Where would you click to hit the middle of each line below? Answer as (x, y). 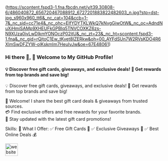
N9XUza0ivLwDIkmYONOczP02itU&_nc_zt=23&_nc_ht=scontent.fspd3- (79, 34)
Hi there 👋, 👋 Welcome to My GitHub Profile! (59, 57)
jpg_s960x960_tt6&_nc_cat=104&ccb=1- (47, 18)
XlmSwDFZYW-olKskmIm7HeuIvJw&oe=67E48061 (57, 44)
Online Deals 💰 (21, 135)
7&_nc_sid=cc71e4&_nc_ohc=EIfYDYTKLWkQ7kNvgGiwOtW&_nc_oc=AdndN (84, 23)
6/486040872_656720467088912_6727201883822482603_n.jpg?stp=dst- (82, 12)
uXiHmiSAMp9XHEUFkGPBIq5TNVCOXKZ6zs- (53, 28)
